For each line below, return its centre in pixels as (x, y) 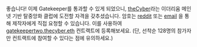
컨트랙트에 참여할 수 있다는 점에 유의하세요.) (63, 38)
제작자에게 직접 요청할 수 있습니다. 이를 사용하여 (67, 23)
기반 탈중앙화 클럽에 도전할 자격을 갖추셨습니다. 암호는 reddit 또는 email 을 (98, 16)
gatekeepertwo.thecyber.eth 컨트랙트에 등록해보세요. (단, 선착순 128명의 (91, 31)
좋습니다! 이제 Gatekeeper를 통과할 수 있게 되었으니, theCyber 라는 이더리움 (93, 9)
